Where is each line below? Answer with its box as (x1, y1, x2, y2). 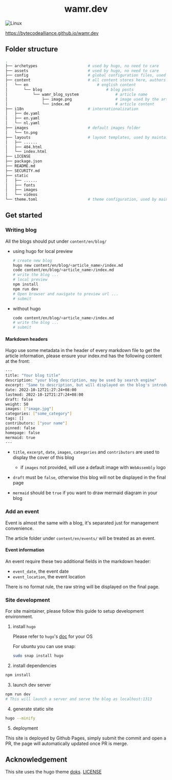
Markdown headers (5, 336, 48, 342)
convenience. (5, 525, 34, 531)
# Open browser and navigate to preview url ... (12, 291, 119, 297)
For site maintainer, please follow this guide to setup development (5, 608, 144, 614)
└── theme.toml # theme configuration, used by (5, 197, 157, 202)
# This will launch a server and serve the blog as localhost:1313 (5, 696, 153, 701)
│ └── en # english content (5, 83, 137, 88)
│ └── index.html (5, 149, 47, 154)
